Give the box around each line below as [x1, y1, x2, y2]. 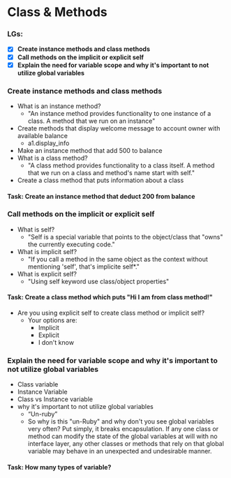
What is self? [17, 225, 55, 234]
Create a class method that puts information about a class [17, 176, 184, 184]
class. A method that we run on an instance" [27, 117, 156, 125]
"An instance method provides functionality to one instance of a [27, 109, 211, 117]
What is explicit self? [17, 269, 77, 278]
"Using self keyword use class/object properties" [27, 277, 170, 285]
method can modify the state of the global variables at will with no [27, 432, 218, 440]
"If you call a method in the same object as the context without [27, 255, 208, 263]
